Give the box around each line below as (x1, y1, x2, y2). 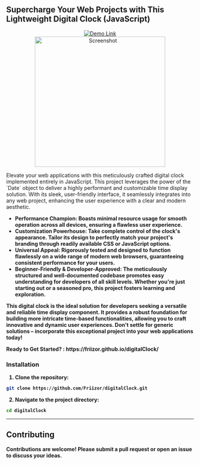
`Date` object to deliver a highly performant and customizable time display (6, 184, 187, 191)
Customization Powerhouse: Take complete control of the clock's (14, 227, 180, 235)
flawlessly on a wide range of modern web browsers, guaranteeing (14, 252, 184, 260)
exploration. (14, 291, 46, 298)
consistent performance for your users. (14, 259, 115, 266)
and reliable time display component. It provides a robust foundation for (6, 308, 187, 316)
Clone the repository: (14, 374, 69, 381)
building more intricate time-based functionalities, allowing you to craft (6, 315, 186, 322)
